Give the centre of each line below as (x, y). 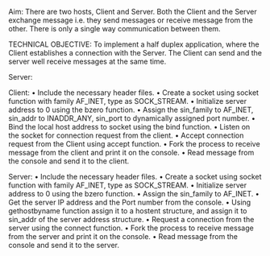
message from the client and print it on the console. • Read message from (131, 153)
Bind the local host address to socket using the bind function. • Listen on (129, 127)
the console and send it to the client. (69, 161)
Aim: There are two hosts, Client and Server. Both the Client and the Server (133, 12)
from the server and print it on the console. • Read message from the (123, 236)
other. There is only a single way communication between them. (114, 29)
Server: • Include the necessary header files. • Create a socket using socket (135, 177)
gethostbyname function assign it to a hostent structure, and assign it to (128, 211)
